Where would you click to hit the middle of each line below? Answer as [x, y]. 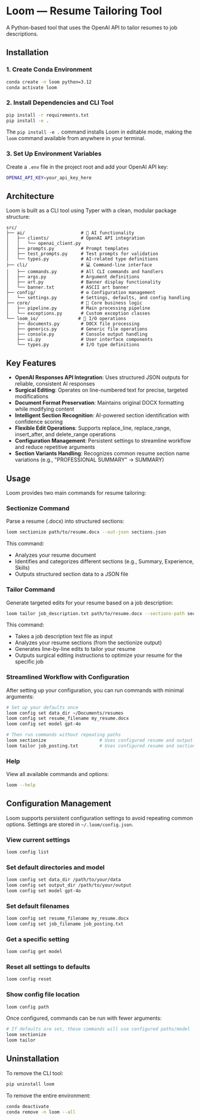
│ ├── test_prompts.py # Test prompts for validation [82, 254]
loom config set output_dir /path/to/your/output [69, 885]
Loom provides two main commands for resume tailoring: [76, 493]
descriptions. [22, 33]
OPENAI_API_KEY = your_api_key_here [49, 178]
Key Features [31, 363]
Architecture [30, 196]
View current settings [38, 840]
